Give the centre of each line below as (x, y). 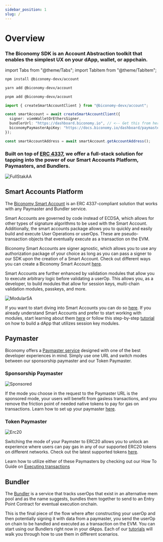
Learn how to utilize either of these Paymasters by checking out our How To (81, 462)
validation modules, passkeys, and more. (46, 289)
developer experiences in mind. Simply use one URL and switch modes (76, 355)
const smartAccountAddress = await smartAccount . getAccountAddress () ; (78, 141)
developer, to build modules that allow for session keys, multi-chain (72, 284)
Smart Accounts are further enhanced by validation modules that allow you (80, 273)
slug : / (13, 14)
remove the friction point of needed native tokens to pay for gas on (72, 404)
